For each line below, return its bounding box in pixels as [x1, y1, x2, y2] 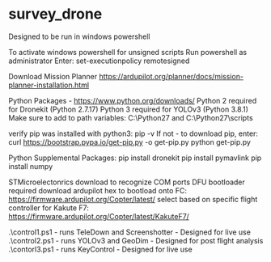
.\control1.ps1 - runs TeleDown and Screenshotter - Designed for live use [8, 227, 251, 237]
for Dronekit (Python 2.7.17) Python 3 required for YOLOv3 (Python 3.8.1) [8, 104, 249, 114]
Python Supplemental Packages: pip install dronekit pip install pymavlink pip [8, 153, 262, 163]
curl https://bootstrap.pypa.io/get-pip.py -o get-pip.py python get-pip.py [8, 137, 251, 146]
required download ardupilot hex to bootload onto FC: [8, 185, 188, 195]
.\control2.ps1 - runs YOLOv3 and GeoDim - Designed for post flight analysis [8, 235, 264, 245]
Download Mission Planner [8, 71, 98, 81]
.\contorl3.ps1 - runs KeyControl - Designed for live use [8, 244, 193, 254]
